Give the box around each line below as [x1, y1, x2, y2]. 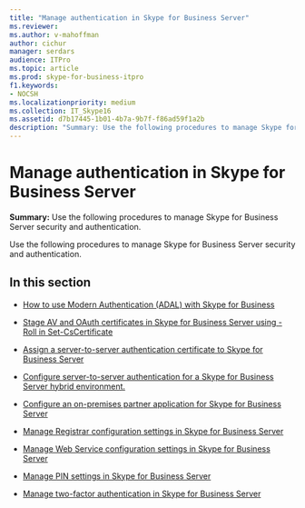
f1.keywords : [9, 81, 59, 90]
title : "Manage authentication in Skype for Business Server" [9, 13, 250, 23]
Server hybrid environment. [22, 381, 125, 392]
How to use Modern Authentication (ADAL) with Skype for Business [22, 299, 275, 310]
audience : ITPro [9, 55, 71, 65]
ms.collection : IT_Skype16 [9, 106, 112, 115]
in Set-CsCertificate [38, 326, 113, 337]
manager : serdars [9, 47, 75, 56]
